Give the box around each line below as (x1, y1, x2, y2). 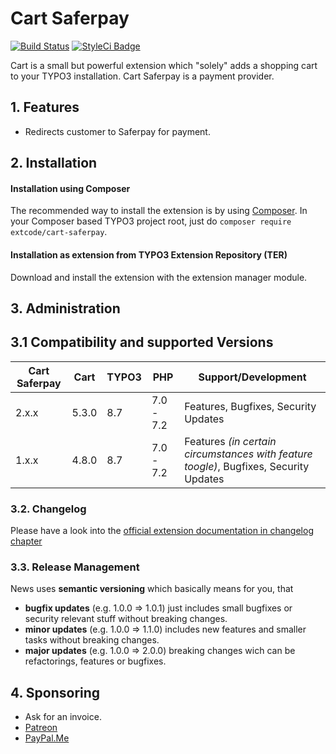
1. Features (10, 99, 80, 116)
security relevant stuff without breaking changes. (24, 613, 228, 625)
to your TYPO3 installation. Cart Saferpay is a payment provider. (10, 70, 275, 82)
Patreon (24, 722, 58, 734)
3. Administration (10, 300, 121, 317)
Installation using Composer (10, 182, 131, 194)
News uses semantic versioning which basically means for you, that (10, 583, 294, 595)
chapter (10, 535, 43, 547)
